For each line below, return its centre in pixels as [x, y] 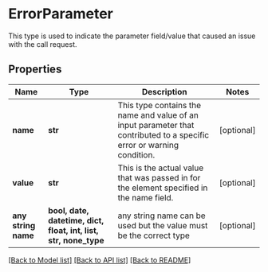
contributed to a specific [164, 134]
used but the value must [163, 225]
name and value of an [158, 115]
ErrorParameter [61, 14]
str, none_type [76, 240]
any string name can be [162, 216]
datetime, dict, [76, 220]
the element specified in [163, 188]
